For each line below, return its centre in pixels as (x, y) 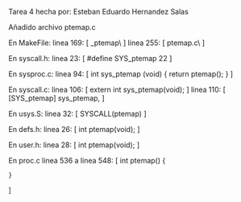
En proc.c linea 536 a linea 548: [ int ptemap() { (87, 161)
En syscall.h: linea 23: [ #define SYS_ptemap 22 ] (90, 58)
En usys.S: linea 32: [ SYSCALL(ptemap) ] (77, 113)
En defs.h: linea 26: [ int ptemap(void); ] (74, 129)
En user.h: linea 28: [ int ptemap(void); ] (74, 145)
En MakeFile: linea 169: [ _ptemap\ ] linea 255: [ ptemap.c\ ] (107, 43)
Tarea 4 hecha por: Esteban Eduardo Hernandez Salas (99, 12)
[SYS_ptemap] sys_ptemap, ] (56, 98)
